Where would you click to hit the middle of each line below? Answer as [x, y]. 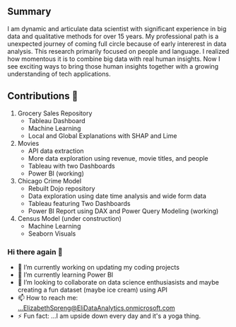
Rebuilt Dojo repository [61, 188]
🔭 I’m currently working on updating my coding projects [99, 267]
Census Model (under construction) [70, 218]
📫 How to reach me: [48, 297]
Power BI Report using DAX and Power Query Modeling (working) [123, 211]
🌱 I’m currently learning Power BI [65, 275]
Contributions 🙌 [43, 96]
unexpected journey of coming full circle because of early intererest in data [117, 44]
